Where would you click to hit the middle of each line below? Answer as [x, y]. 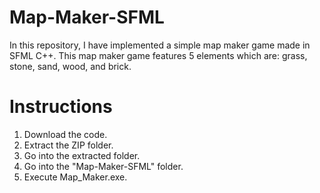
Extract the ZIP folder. [68, 145]
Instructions [61, 107]
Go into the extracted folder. [82, 155]
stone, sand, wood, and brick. [70, 66]
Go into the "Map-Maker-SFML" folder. [103, 166]
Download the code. [65, 134]
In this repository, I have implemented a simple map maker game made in [160, 45]
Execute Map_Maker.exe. [75, 177]
